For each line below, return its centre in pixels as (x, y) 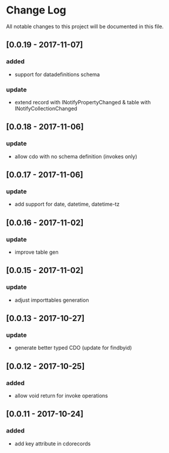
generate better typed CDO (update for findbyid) (73, 348)
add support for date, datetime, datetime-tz (67, 204)
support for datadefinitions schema (57, 74)
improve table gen (36, 252)
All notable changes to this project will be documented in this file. (85, 26)
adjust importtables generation (52, 300)
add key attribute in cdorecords (53, 444)
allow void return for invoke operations (61, 396)
